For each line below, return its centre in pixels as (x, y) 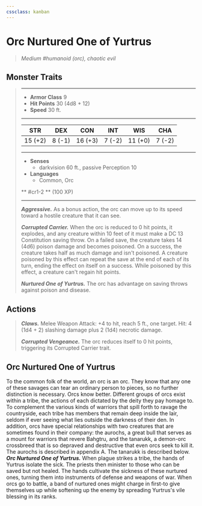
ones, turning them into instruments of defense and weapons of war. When (99, 477)
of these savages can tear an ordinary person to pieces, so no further (92, 388)
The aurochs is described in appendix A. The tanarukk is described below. (98, 452)
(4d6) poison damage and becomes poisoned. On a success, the (101, 247)
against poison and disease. (56, 290)
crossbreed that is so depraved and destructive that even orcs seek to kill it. (100, 445)
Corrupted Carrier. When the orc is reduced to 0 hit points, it (96, 227)
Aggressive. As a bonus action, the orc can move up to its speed (102, 209)
